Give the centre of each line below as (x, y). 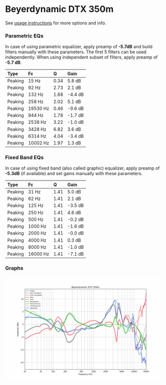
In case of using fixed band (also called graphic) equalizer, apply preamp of (83, 168)
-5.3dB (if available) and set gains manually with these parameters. (74, 174)
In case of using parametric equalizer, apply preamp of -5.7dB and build (79, 47)
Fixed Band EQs (24, 157)
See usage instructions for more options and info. (56, 23)
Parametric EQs (24, 36)
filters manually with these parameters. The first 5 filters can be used (76, 52)
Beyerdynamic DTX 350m (59, 9)
